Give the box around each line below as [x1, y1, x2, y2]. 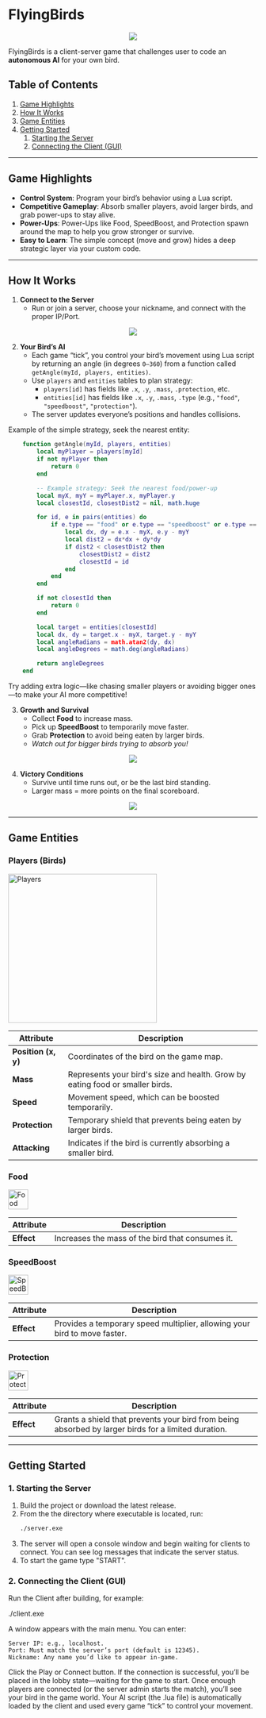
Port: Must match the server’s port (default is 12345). [8, 1647, 200, 1654]
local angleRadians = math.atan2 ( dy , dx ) [36, 638, 176, 646]
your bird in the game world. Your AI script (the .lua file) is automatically [8, 1693, 242, 1702]
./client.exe [8, 1609, 45, 1619]
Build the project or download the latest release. [19, 1500, 177, 1510]
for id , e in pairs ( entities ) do [36, 514, 147, 522]
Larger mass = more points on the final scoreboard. [31, 786, 199, 795]
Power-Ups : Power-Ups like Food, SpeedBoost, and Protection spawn [19, 218, 249, 228]
